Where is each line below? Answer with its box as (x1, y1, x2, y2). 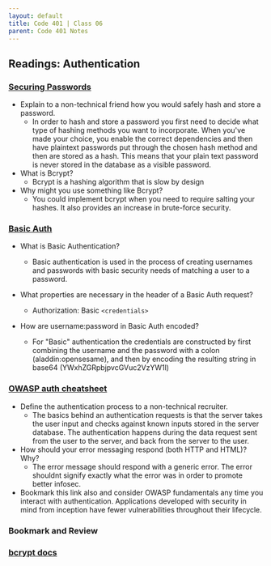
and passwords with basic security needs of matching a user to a (32, 266, 250, 275)
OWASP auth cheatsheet (8, 383, 108, 394)
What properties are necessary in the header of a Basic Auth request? (19, 290, 253, 300)
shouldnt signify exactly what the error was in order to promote (32, 470, 243, 480)
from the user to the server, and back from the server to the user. (32, 436, 249, 445)
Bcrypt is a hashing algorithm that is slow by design (32, 177, 205, 187)
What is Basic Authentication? (19, 241, 120, 251)
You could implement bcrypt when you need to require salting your (32, 194, 256, 204)
